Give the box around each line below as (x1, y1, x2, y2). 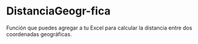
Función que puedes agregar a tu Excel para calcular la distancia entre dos (6, 24, 193, 31)
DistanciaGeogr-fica (6, 4, 110, 18)
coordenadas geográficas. (6, 30, 72, 37)
